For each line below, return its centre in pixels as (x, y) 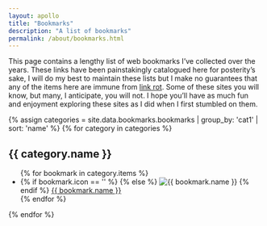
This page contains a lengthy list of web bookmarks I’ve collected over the (132, 61)
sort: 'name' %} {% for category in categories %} (90, 128)
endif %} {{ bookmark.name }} (71, 190)
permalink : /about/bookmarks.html (67, 38)
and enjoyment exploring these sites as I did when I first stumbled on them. (133, 104)
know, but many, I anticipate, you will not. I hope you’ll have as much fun (128, 96)
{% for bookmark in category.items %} (84, 174)
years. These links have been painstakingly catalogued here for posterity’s (132, 70)
